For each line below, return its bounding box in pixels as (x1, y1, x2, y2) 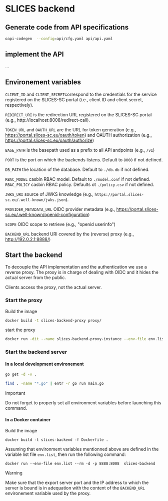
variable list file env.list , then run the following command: (5, 451, 126, 457)
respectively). (5, 102, 33, 108)
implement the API (5, 50, 64, 59)
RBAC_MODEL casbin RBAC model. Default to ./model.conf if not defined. (5, 176, 150, 182)
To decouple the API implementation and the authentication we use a (5, 264, 147, 270)
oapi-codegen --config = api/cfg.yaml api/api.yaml (5, 36, 113, 41)
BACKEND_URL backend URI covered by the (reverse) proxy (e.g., (5, 231, 134, 237)
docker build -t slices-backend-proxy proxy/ (5, 318, 101, 323)
